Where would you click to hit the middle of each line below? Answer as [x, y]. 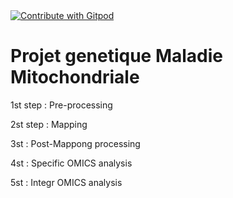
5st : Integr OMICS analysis [66, 182]
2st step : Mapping [49, 124]
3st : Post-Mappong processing [75, 143]
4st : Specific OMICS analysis [71, 163]
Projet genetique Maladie [117, 56]
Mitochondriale [75, 77]
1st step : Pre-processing [61, 105]
